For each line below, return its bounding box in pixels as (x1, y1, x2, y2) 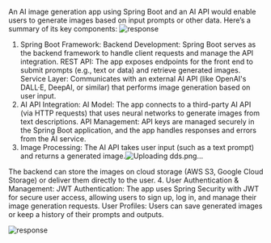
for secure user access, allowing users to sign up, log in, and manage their (8, 193, 257, 202)
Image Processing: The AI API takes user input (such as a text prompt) (19, 143, 255, 152)
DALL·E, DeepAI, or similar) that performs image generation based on (19, 82, 251, 92)
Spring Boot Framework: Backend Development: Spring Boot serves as (19, 40, 256, 49)
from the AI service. (19, 134, 87, 144)
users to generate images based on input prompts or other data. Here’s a (8, 15, 251, 25)
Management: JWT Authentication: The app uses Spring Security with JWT (8, 184, 260, 193)
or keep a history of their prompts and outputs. (8, 210, 164, 219)
